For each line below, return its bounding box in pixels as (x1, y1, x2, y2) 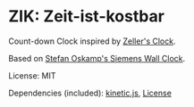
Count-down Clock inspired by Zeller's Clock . (8, 36, 176, 46)
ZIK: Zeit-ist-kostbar (8, 6, 164, 27)
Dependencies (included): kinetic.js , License (8, 87, 172, 98)
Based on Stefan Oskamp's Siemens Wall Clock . (8, 53, 186, 63)
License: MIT (8, 70, 56, 81)
